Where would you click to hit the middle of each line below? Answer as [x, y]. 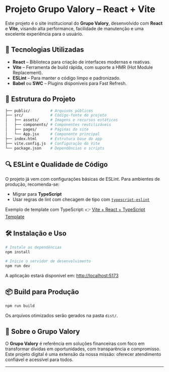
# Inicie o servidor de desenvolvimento [48, 261]
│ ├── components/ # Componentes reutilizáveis [58, 125]
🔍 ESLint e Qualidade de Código [57, 164]
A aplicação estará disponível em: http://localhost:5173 [62, 275]
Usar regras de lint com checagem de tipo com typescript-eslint [81, 199]
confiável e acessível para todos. [39, 360]
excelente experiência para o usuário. [44, 34]
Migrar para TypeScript [37, 194]
